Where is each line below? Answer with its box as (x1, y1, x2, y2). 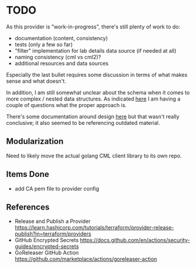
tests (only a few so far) (14, 41, 73, 48)
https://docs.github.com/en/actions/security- (79, 237, 191, 244)
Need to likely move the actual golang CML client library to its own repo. (6, 152, 182, 159)
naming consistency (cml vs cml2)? (14, 53, 101, 60)
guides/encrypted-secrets (14, 243, 79, 250)
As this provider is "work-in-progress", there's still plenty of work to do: (6, 23, 181, 30)
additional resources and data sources (14, 60, 108, 67)
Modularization (6, 137, 64, 147)
